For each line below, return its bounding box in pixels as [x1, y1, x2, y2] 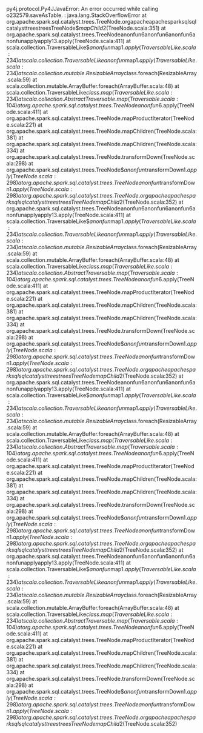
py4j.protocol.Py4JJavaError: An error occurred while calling [6, 5, 159, 12]
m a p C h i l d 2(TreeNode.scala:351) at [78, 24, 166, 32]
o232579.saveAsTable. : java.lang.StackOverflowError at [6, 12, 147, 19]
